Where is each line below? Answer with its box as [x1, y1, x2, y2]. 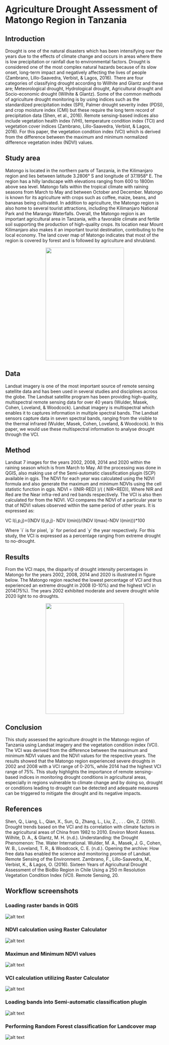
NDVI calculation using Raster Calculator [5, 926, 107, 933]
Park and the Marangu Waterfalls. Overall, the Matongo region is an [5, 210, 145, 216]
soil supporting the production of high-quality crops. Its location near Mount [5, 221, 163, 227]
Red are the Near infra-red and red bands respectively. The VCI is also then [5, 492, 162, 498]
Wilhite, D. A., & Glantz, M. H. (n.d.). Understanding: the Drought [5, 834, 139, 840]
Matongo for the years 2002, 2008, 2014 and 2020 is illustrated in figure [5, 572, 156, 578]
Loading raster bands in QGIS [5, 902, 79, 909]
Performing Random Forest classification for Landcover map [5, 1023, 156, 1030]
